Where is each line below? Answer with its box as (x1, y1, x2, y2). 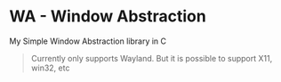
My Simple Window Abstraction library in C (9, 36, 167, 46)
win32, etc (30, 62, 70, 73)
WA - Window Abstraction (9, 6, 206, 27)
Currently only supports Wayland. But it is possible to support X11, (30, 53, 273, 63)
